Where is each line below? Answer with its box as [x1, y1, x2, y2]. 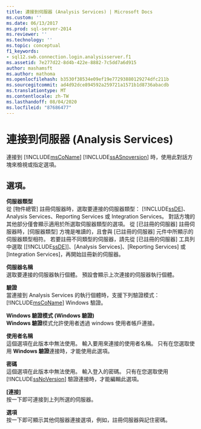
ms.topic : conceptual [6, 43, 61, 49]
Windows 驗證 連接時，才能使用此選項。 [13, 347, 113, 355]
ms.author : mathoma [6, 71, 56, 77]
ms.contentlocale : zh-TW [6, 93, 69, 99]
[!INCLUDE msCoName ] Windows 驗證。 [6, 299, 107, 306]
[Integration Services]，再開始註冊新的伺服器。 [6, 251, 124, 258]
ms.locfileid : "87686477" [6, 104, 71, 111]
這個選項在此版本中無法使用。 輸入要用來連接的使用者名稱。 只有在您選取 [6, 340, 189, 347]
